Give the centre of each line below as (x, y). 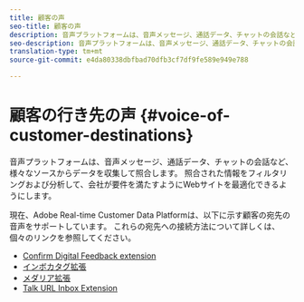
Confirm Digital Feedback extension (89, 256)
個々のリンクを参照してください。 (73, 238)
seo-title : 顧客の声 (45, 26)
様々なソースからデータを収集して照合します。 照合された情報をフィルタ (145, 172)
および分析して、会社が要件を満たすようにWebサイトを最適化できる (152, 184)
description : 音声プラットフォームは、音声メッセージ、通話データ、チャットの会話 (147, 34)
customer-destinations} (102, 136)
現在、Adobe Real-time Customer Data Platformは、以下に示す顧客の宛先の (150, 215)
